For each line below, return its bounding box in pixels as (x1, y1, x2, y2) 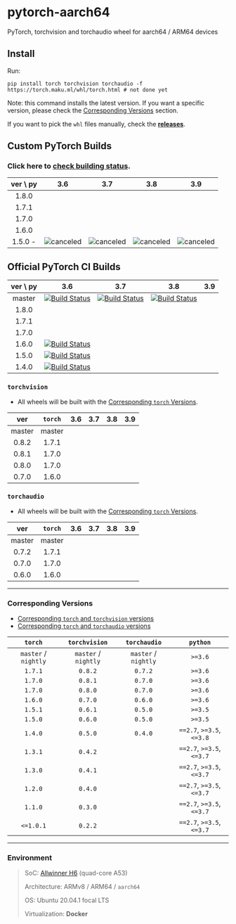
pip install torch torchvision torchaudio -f (7, 80, 143, 87)
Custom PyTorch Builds (7, 140, 112, 152)
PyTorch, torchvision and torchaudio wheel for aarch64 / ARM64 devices (7, 27, 218, 36)
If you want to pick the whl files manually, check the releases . (7, 120, 186, 128)
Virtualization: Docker (24, 910, 88, 918)
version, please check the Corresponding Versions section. (7, 106, 179, 115)
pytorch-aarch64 (7, 4, 110, 20)
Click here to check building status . (7, 161, 131, 171)
